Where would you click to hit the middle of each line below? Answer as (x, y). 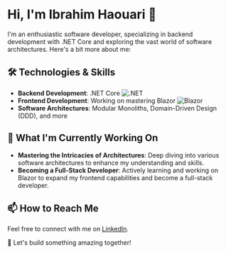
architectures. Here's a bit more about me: (69, 49)
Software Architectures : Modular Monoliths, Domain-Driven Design (117, 108)
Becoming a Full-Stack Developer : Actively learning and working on (118, 170)
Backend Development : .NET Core (69, 93)
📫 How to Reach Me (53, 208)
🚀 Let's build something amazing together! (69, 243)
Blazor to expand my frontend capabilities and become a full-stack (115, 177)
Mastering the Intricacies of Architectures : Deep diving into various (118, 155)
